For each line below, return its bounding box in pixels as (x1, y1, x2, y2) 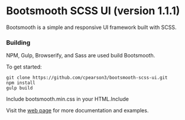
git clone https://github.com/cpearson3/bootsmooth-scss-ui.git (6, 75, 168, 81)
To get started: (6, 63, 43, 70)
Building (6, 38, 31, 47)
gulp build (6, 85, 33, 91)
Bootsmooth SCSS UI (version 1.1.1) (6, 4, 180, 18)
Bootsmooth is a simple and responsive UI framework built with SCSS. (6, 24, 177, 31)
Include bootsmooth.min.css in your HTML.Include (6, 96, 129, 103)
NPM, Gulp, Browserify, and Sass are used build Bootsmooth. (6, 52, 155, 59)
